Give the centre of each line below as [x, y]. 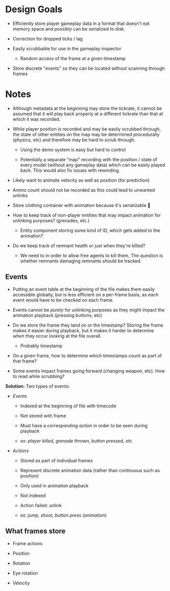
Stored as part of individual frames [56, 460]
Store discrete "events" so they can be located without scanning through [89, 68]
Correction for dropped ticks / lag [47, 39]
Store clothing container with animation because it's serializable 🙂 [81, 205]
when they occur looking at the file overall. [57, 336]
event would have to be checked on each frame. [63, 300]
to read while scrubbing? [39, 376]
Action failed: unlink [41, 505]
